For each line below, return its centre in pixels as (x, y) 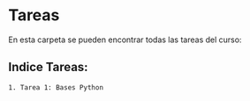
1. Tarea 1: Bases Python (56, 87)
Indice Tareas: (49, 67)
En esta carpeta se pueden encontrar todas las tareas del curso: (125, 40)
